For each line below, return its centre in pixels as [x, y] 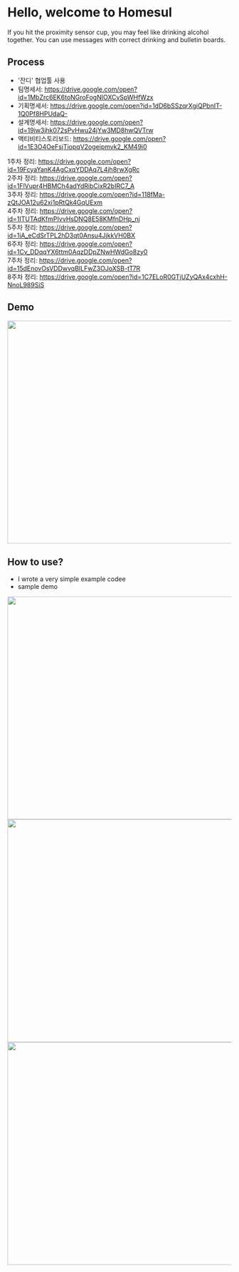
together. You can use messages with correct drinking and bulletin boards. [117, 39]
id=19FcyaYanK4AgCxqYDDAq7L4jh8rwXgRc [74, 169]
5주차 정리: [22, 227]
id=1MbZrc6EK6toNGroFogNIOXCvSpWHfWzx [86, 97]
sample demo [38, 587]
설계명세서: [33, 122]
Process [26, 62]
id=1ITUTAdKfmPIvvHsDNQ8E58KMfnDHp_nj [74, 219]
